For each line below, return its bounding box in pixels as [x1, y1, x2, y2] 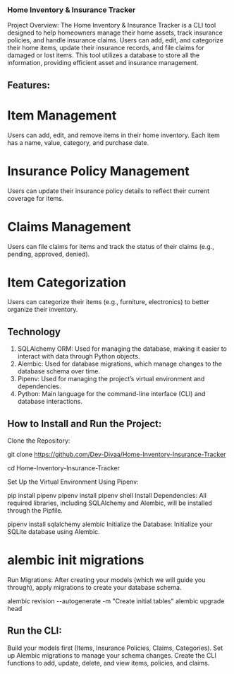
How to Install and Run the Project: [7, 417, 162, 429]
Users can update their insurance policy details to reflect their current [7, 186, 210, 195]
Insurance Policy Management [7, 163, 190, 179]
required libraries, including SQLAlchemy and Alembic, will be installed [7, 499, 213, 507]
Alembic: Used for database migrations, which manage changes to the [17, 359, 222, 368]
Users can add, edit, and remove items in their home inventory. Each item [7, 131, 220, 139]
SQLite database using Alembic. [7, 528, 100, 536]
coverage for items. [7, 194, 64, 202]
